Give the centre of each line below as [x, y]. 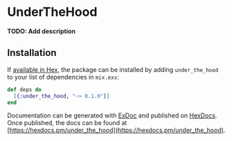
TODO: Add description [42, 31]
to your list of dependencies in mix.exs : [63, 77]
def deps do [24, 90]
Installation [32, 53]
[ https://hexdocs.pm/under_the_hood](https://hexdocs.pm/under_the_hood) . [116, 130]
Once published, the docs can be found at [67, 123]
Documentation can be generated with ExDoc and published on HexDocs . [112, 115]
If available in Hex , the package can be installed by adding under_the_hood [113, 69]
